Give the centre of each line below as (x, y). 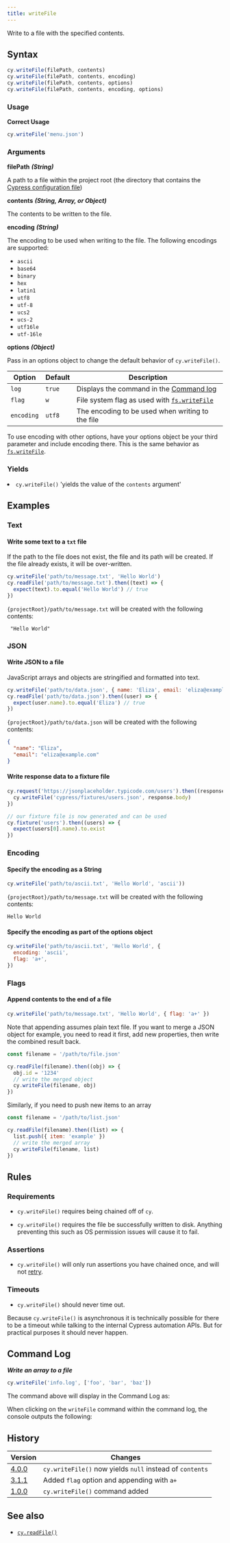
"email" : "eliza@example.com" (56, 755)
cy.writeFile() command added (96, 1492)
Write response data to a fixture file (59, 777)
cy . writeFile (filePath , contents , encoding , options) (86, 90)
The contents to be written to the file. (59, 214)
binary (26, 276)
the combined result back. (44, 1041)
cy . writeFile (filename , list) (56, 1149)
